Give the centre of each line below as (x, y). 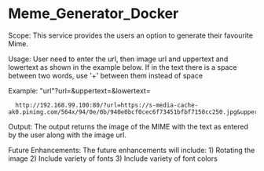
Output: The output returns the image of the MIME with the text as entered (128, 126)
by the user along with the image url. (68, 135)
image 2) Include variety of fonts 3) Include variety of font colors (113, 158)
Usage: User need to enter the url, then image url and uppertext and (118, 59)
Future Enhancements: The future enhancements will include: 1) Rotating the (132, 150)
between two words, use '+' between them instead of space (105, 75)
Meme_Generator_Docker (93, 14)
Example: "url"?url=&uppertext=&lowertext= (79, 90)
